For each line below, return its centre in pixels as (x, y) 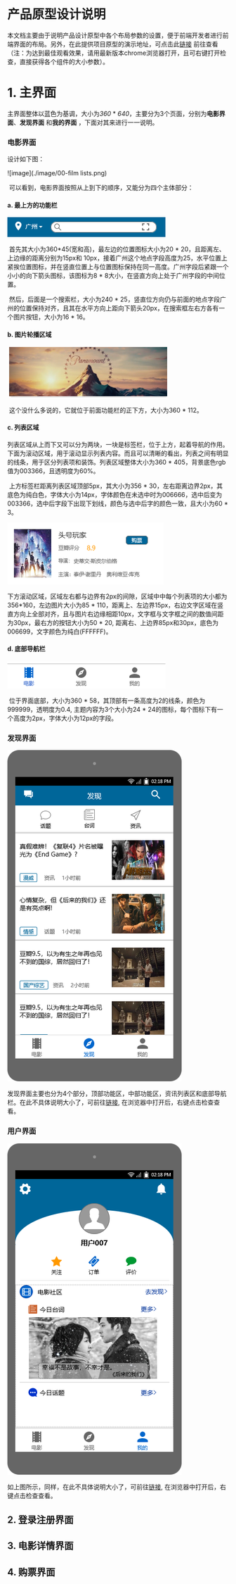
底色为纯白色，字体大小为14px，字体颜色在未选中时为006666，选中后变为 (115, 494)
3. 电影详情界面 (40, 1546)
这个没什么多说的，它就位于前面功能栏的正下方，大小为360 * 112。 (106, 410)
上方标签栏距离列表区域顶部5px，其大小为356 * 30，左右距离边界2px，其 (116, 486)
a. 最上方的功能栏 (32, 205)
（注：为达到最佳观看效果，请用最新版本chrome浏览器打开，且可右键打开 (114, 53)
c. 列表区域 (23, 427)
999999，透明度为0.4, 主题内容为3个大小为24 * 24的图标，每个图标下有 (112, 709)
